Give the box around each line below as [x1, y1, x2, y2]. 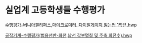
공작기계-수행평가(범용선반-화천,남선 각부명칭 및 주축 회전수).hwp [5, 32, 133, 38]
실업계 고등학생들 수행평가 [5, 4, 105, 16]
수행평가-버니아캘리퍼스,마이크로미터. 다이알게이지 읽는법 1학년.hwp [5, 22, 137, 28]
